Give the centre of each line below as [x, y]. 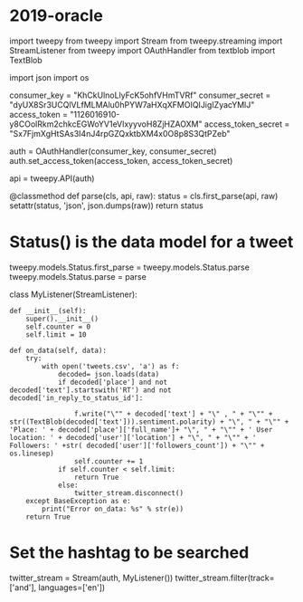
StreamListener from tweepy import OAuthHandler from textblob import [142, 50]
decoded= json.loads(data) [109, 374]
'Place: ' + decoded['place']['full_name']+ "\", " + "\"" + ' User [141, 430]
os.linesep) [32, 454]
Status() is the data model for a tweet [151, 242]
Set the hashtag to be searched [129, 553]
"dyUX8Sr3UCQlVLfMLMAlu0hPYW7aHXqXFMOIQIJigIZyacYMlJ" [132, 104]
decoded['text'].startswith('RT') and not [90, 390]
